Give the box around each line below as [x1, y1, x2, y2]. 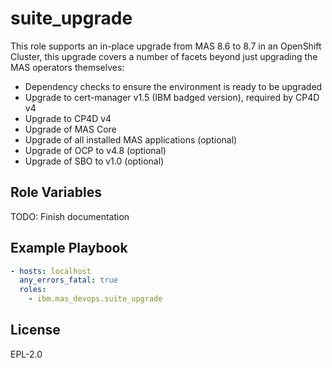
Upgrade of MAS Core [24, 123, 117, 135]
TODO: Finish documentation [10, 210, 130, 222]
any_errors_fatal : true [19, 275, 118, 286]
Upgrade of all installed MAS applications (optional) [24, 133, 238, 146]
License [10, 322, 61, 339]
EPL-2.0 [10, 348, 43, 360]
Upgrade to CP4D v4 [24, 112, 112, 124]
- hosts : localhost [10, 266, 92, 276]
